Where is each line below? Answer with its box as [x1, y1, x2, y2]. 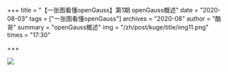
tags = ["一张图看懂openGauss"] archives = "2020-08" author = [29, 14, 211, 23]
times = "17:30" [7, 31, 51, 39]
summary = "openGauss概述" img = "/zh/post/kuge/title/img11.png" [17, 23, 209, 31]
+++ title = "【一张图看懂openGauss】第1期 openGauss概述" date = [7, 6, 199, 14]
